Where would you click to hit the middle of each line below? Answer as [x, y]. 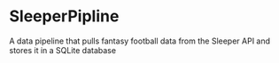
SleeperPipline [64, 16]
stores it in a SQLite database [63, 50]
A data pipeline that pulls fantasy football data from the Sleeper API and [140, 41]
